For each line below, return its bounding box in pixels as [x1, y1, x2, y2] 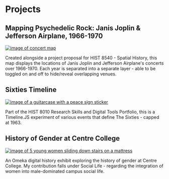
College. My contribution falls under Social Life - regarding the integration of [5, 163, 163, 169]
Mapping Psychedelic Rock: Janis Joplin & [5, 24, 141, 32]
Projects [5, 4, 41, 15]
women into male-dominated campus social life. [5, 168, 105, 174]
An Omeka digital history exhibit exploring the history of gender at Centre [5, 157, 157, 163]
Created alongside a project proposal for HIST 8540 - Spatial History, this [5, 55, 157, 61]
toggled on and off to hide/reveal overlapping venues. [5, 71, 117, 77]
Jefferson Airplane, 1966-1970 [5, 31, 103, 40]
